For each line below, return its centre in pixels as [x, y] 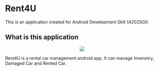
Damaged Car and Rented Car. [36, 63]
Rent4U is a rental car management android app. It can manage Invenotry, [79, 58]
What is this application [42, 37]
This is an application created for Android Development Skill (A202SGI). [77, 22]
